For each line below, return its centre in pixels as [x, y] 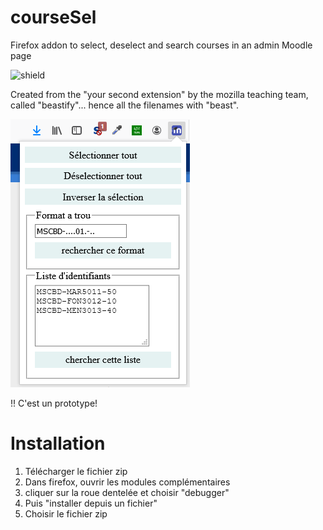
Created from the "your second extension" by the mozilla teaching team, [159, 94]
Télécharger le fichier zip [76, 471]
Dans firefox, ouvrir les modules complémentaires [127, 482]
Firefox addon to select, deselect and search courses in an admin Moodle [161, 45]
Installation [58, 443]
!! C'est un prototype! [54, 403]
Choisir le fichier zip [66, 513]
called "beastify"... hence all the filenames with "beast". [125, 105]
